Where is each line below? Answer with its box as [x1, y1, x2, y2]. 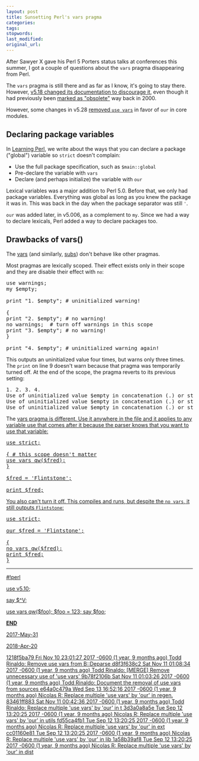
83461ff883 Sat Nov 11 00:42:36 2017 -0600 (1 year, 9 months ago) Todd [6, 698, 185, 705]
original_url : [6, 42, 41, 48]
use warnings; [6, 280, 47, 286]
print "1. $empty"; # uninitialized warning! [6, 297, 141, 304]
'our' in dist [6, 748, 34, 755]
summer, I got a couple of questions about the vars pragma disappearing [6, 64, 185, 71]
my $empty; [6, 285, 38, 292]
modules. [6, 112, 29, 119]
